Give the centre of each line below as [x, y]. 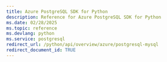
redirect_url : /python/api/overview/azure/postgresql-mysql [83, 45]
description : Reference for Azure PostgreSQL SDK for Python [84, 17]
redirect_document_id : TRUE [41, 50]
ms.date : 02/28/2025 [32, 22]
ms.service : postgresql [36, 39]
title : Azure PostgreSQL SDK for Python [57, 12]
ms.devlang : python [30, 34]
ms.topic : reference [32, 28]
